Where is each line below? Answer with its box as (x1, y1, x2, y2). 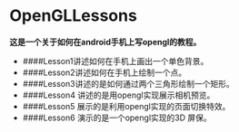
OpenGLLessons (9, 5, 138, 26)
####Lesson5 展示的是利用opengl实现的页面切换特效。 (22, 100, 231, 111)
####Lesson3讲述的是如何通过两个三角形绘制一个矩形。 (22, 78, 234, 89)
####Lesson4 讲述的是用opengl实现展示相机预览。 (22, 90, 215, 100)
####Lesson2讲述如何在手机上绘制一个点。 (22, 67, 187, 78)
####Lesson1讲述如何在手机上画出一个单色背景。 (22, 55, 209, 66)
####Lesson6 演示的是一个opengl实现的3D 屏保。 (22, 112, 212, 123)
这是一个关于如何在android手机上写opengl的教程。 (9, 36, 202, 47)
